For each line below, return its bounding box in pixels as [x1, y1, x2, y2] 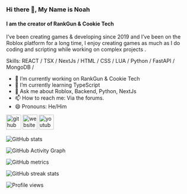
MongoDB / [6, 63, 34, 71]
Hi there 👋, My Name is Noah [6, 5, 90, 14]
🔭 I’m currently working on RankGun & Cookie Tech [14, 75, 141, 82]
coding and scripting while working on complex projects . [6, 46, 147, 53]
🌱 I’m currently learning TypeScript [14, 81, 100, 88]
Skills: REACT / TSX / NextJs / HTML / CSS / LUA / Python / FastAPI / [6, 58, 175, 65]
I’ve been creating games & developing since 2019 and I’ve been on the [6, 33, 181, 40]
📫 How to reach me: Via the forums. [14, 94, 104, 101]
